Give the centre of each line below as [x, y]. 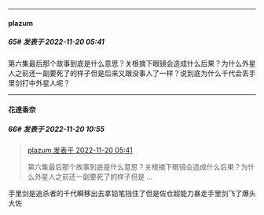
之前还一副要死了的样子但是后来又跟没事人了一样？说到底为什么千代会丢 [132, 73]
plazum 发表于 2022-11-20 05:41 [80, 151]
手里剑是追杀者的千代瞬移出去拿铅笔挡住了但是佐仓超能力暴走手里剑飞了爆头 [132, 194]
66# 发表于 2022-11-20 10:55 [56, 129]
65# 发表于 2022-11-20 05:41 [56, 42]
